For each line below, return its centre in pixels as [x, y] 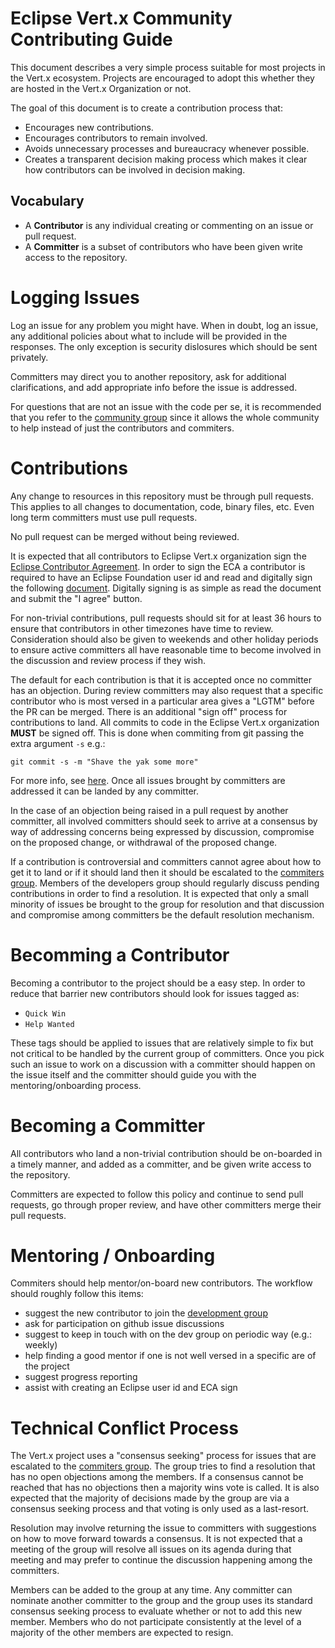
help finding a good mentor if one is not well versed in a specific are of [170, 1356]
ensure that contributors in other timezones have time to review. [142, 628]
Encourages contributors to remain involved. [116, 138]
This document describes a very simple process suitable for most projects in [168, 67]
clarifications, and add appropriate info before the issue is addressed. [154, 387]
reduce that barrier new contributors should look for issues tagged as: [155, 993]
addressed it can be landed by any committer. [104, 791]
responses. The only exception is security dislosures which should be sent [164, 346]
